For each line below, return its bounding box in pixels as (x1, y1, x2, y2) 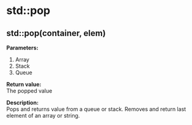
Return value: (6, 80, 42, 88)
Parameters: (6, 44, 39, 51)
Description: (6, 99, 39, 106)
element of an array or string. (6, 112, 80, 119)
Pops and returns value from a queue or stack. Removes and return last (6, 105, 186, 113)
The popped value (6, 87, 53, 95)
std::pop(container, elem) (6, 28, 106, 38)
